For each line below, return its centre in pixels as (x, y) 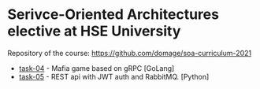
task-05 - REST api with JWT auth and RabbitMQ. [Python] (114, 76)
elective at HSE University (94, 31)
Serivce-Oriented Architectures (113, 15)
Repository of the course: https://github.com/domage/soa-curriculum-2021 (130, 53)
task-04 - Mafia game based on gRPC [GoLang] (97, 68)
